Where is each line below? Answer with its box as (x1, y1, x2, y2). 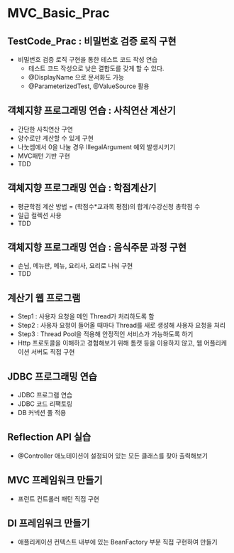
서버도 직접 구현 (30, 348, 75, 356)
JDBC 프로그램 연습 (17, 391, 73, 399)
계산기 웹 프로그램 (7, 291, 81, 304)
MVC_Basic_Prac (7, 5, 110, 21)
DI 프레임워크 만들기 (7, 517, 90, 530)
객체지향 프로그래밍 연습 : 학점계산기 (7, 182, 157, 194)
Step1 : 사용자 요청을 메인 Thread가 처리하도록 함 (17, 312, 155, 321)
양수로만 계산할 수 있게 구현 (17, 134, 94, 142)
